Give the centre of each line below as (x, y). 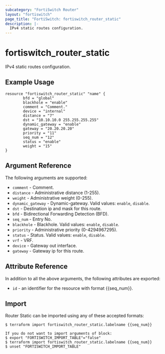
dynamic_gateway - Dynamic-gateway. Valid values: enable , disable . (81, 203)
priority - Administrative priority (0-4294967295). (65, 230)
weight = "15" (38, 146)
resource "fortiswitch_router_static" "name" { (55, 94)
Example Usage (30, 82)
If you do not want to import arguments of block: (59, 334)
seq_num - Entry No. (32, 219)
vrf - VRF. (23, 240)
